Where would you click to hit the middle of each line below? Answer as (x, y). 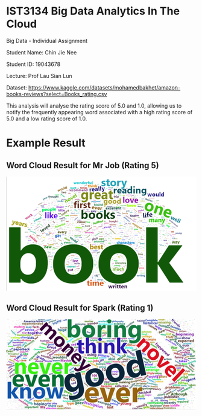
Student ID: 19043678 (33, 64)
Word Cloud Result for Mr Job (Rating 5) (83, 165)
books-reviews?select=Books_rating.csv (57, 94)
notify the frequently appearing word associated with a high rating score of (99, 112)
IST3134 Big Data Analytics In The (93, 11)
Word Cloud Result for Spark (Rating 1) (80, 307)
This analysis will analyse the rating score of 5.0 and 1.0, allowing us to (94, 106)
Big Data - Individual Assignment (47, 41)
